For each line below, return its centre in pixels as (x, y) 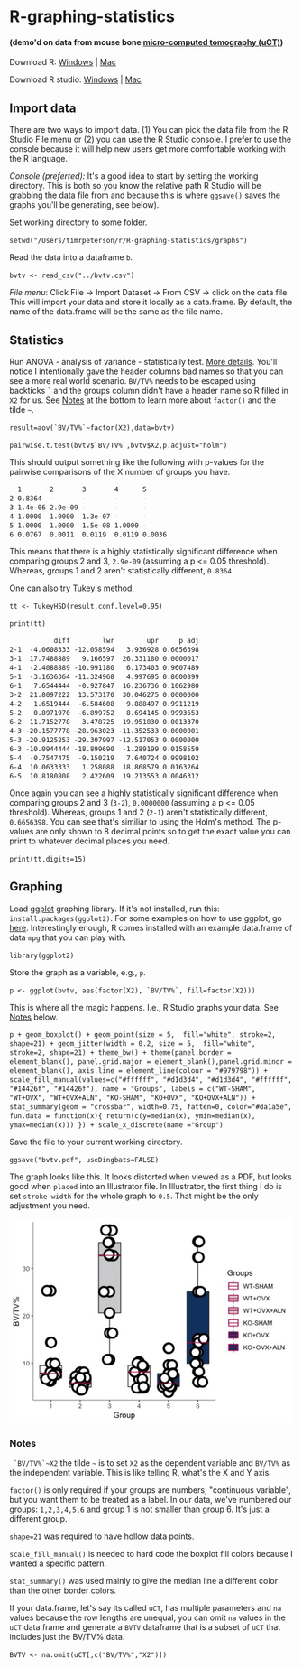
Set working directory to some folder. (78, 222)
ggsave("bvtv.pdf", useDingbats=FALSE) (84, 1160)
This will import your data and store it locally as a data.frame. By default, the (151, 302)
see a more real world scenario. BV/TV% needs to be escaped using (133, 381)
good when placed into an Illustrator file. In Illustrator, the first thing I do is (146, 1186)
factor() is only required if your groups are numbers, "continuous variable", (150, 1490)
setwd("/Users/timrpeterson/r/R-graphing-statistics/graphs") (128, 241)
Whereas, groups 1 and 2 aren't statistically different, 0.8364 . (122, 571)
